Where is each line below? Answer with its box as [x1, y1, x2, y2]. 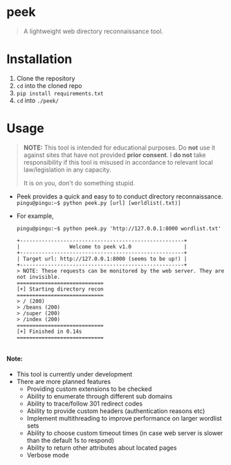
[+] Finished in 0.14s [16, 328, 82, 335]
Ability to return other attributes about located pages [26, 444, 177, 452]
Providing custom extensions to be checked [26, 385, 152, 393]
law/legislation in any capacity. [23, 165, 111, 174]
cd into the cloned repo [16, 81, 82, 90]
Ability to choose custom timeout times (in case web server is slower [26, 429, 223, 437]
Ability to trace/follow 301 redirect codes [26, 399, 143, 408]
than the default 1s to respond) [26, 437, 115, 445]
